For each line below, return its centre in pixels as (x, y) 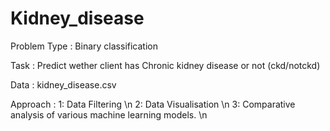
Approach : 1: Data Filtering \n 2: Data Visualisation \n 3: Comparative (153, 104)
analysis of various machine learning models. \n (109, 114)
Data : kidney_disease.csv (63, 84)
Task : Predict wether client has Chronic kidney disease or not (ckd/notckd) (165, 65)
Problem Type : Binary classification (84, 46)
